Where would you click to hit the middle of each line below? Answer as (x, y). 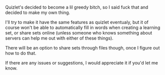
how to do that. (21, 53)
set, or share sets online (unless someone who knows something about (79, 33)
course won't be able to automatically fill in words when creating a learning (83, 27)
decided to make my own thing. (38, 12)
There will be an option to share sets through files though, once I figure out (82, 48)
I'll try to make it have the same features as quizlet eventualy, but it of (77, 22)
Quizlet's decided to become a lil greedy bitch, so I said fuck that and (77, 7)
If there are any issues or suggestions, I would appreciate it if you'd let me (81, 63)
